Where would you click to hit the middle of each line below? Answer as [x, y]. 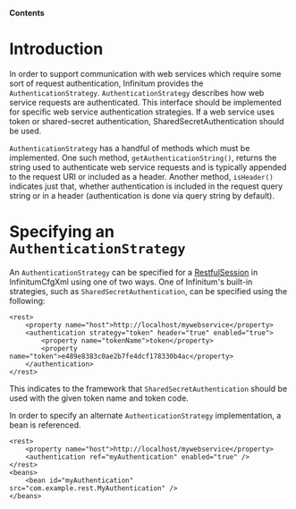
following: [27, 301]
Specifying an [62, 232]
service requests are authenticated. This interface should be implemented [145, 102]
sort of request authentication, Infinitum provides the [106, 83]
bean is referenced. [46, 425]
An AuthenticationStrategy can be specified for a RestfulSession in [134, 272]
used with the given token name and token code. [99, 398]
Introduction [56, 49]
